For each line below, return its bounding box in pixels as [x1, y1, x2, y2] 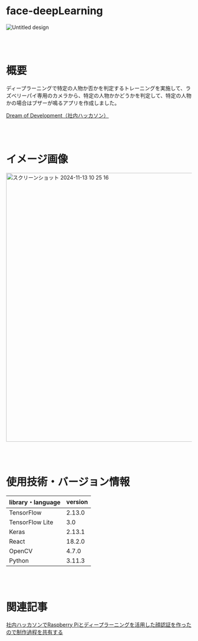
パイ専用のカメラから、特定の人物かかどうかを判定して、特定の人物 [26, 92, 192, 99]
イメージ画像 [6, 152, 68, 166]
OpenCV [9, 546, 33, 555]
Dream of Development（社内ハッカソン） [6, 112, 109, 119]
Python [9, 557, 29, 565]
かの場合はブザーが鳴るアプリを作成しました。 [6, 99, 120, 106]
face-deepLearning [6, 4, 103, 18]
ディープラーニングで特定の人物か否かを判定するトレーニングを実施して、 [6, 84, 186, 92]
